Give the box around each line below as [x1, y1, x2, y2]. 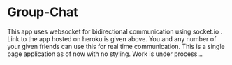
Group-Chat [7, 4, 78, 20]
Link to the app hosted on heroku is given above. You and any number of [7, 34, 217, 43]
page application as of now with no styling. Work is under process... [7, 50, 203, 58]
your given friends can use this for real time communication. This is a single [7, 42, 225, 50]
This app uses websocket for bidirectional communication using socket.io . [7, 27, 223, 36]
